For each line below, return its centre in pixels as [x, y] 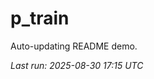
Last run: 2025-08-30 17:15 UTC [77, 65]
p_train [40, 18]
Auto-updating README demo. [74, 46]
